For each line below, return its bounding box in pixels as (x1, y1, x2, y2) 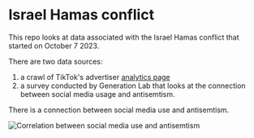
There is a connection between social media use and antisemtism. (8, 105, 230, 115)
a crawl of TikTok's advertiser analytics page (19, 72, 170, 82)
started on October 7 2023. (8, 40, 100, 50)
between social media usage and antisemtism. (19, 89, 176, 98)
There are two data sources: (8, 56, 103, 66)
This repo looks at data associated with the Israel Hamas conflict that (8, 32, 239, 42)
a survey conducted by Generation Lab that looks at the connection (19, 81, 246, 90)
